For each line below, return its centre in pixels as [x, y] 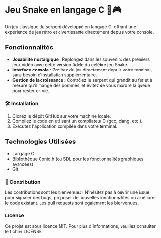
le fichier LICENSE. [24, 232]
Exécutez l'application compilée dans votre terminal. [65, 126]
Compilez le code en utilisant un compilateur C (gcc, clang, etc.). [77, 121]
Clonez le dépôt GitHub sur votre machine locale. [61, 116]
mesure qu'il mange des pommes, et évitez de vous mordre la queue [81, 85]
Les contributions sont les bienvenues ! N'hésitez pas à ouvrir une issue [77, 192]
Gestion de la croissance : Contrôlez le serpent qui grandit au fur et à [82, 80]
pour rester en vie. [31, 90]
